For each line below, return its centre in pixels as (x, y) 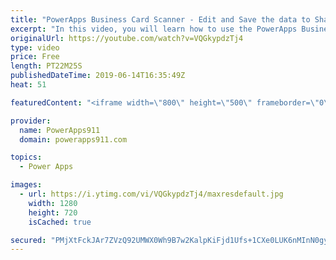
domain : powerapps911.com (73, 139)
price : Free (35, 57)
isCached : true (60, 222)
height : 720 (53, 212)
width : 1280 (53, 203)
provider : (31, 121)
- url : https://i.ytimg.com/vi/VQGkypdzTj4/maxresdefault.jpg (151, 194)
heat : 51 (28, 85)
